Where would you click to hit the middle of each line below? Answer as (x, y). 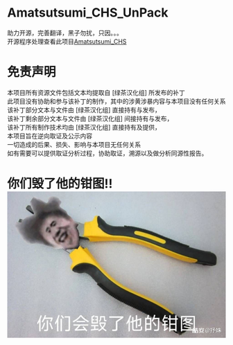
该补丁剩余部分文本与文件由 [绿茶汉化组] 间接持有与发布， (90, 118)
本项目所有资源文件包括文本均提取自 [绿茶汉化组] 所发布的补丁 (96, 92)
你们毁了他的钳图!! (60, 184)
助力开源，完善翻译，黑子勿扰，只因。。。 (65, 33)
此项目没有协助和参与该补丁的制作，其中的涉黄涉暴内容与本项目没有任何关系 (116, 101)
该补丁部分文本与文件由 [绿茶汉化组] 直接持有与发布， (84, 109)
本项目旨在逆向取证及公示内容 (50, 136)
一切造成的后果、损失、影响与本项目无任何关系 (74, 144)
